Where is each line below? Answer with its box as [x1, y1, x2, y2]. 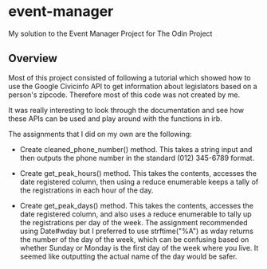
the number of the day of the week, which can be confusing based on [19, 234, 249, 244]
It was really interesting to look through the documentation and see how [8, 105, 245, 115]
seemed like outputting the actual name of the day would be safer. [19, 251, 238, 261]
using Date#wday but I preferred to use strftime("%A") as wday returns [19, 226, 253, 236]
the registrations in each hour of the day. [19, 185, 154, 195]
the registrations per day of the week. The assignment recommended [19, 217, 249, 227]
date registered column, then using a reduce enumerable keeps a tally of [19, 177, 259, 186]
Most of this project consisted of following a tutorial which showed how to [8, 72, 251, 82]
